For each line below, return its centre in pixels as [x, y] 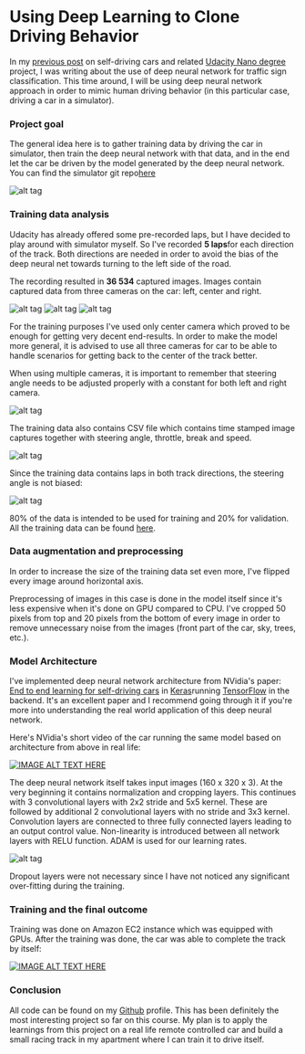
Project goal [37, 123]
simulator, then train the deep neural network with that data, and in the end [149, 153]
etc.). [19, 638]
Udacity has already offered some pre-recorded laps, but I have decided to [150, 234]
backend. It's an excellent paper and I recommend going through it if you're [151, 701]
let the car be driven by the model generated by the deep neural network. [147, 163]
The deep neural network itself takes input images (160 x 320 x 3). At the [146, 783]
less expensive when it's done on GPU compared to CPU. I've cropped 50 [148, 608]
